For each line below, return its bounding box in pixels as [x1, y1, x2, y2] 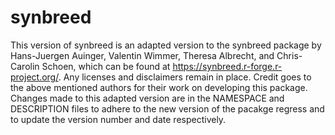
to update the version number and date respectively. [10, 113, 227, 125]
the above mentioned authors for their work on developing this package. [10, 81, 308, 93]
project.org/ [10, 71, 59, 83]
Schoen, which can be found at [41, 60, 171, 72]
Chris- [276, 49, 303, 61]
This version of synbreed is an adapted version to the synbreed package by [10, 39, 322, 51]
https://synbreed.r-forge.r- [172, 60, 283, 72]
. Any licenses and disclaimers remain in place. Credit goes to [58, 71, 312, 83]
